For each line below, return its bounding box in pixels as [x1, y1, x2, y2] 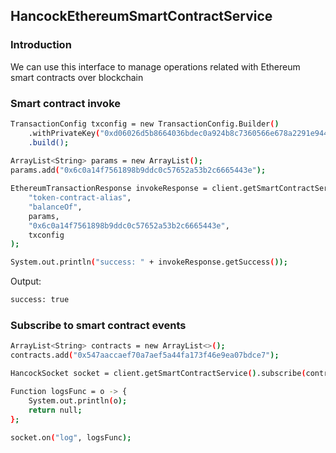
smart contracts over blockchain [10, 71, 144, 83]
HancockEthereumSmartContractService [10, 8, 273, 25]
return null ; [28, 405, 83, 415]
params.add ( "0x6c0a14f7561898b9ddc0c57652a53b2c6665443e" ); [10, 165, 267, 176]
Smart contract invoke [10, 96, 121, 110]
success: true [10, 295, 70, 305]
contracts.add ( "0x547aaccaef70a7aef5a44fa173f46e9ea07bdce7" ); [10, 350, 280, 361]
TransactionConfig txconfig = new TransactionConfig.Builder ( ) [10, 119, 280, 129]
